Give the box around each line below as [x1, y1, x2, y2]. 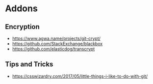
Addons [5, 3, 38, 14]
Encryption [5, 23, 40, 31]
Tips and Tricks [5, 60, 53, 69]
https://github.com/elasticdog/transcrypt [12, 46, 95, 52]
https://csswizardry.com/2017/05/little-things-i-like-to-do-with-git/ [12, 73, 148, 79]
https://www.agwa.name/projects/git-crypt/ [12, 35, 101, 41]
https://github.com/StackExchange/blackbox [12, 41, 103, 47]
